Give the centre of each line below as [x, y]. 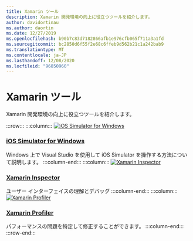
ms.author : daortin [30, 28]
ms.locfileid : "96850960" [38, 66]
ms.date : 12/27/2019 [31, 33]
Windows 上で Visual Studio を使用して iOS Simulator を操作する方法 [89, 155]
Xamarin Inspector [33, 178]
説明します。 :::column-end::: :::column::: [60, 162]
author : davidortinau [33, 22]
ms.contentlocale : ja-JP [36, 55]
